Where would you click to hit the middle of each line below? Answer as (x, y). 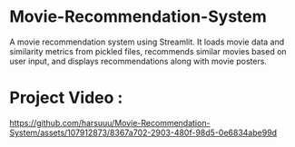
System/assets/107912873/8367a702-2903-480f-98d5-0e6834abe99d (143, 132)
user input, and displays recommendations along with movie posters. (138, 61)
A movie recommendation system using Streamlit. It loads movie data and (147, 42)
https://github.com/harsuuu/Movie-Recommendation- (110, 122)
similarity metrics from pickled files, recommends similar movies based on (148, 51)
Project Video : (66, 98)
